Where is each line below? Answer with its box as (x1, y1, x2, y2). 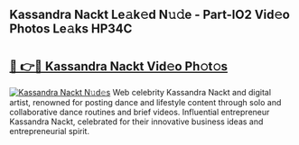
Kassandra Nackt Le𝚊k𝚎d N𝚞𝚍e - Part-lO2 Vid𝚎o (9, 7, 291, 23)
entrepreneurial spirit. (9, 126, 90, 136)
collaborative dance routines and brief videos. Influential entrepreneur (9, 107, 270, 117)
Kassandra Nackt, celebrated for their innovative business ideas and (9, 116, 264, 127)
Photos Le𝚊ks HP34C (9, 22, 133, 37)
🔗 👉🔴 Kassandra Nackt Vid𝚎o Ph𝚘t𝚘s (9, 59, 229, 74)
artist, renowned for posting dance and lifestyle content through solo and (9, 97, 282, 107)
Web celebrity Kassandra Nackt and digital (112, 87, 272, 97)
